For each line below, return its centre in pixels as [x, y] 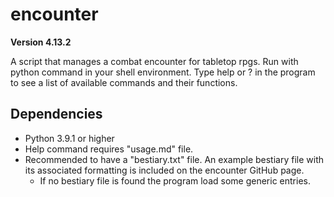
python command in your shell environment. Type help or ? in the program [163, 72]
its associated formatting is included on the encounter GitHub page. [164, 170]
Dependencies [56, 114]
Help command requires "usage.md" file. [109, 149]
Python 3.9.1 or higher [69, 138]
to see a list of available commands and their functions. [124, 82]
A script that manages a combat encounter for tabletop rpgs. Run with [154, 61]
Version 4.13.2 [41, 42]
